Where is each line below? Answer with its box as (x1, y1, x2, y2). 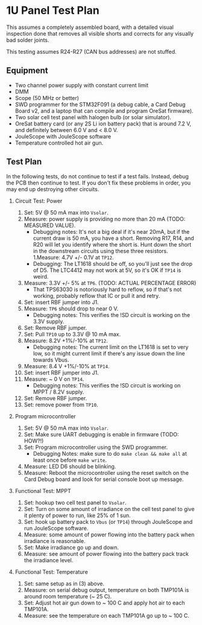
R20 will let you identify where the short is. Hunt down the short (33, 240, 192, 248)
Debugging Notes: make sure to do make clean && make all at (33, 450, 187, 457)
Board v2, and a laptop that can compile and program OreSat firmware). (14, 107, 194, 115)
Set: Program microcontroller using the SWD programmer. (24, 444, 168, 451)
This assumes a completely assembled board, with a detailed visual (6, 24, 174, 31)
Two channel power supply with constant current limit (14, 81, 149, 89)
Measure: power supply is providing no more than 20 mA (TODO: (24, 215, 186, 222)
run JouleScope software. (24, 524, 89, 532)
